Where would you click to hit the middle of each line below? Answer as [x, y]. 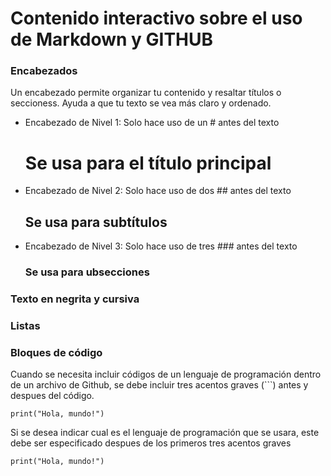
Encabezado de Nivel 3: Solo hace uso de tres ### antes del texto [161, 246]
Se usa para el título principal [148, 163]
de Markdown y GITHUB [112, 39]
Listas [25, 325]
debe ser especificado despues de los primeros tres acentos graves [151, 443]
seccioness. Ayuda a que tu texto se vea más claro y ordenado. [141, 103]
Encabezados [44, 71]
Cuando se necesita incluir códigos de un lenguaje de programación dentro [166, 374]
